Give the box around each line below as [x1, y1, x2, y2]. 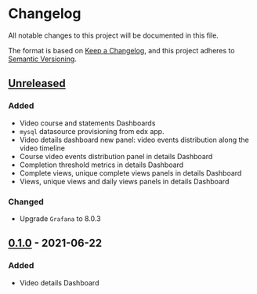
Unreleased [8, 77, 67, 90]
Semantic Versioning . [8, 54, 77, 64]
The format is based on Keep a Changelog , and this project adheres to [8, 45, 235, 55]
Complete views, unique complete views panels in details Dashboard [19, 168, 242, 177]
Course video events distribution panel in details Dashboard [19, 151, 213, 161]
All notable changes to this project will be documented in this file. [8, 31, 219, 40]
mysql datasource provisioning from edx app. [19, 126, 165, 136]
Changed [8, 196, 45, 207]
